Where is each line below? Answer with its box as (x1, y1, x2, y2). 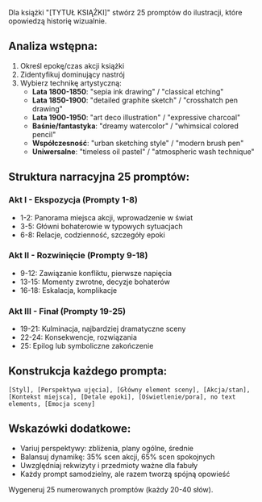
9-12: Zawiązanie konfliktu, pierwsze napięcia (19, 268, 172, 278)
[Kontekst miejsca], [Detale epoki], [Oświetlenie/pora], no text (8, 392, 236, 401)
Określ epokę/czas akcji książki (19, 61, 125, 70)
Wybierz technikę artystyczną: (19, 77, 123, 88)
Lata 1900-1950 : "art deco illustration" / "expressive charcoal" (31, 112, 241, 122)
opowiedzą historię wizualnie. (8, 16, 107, 26)
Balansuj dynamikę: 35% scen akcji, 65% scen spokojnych (19, 452, 215, 462)
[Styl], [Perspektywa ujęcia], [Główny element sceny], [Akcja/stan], (8, 386, 251, 394)
